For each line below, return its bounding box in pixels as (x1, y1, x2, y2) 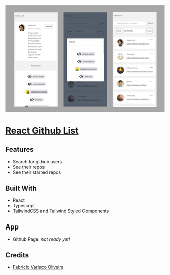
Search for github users (12, 158, 62, 164)
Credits (5, 251, 29, 259)
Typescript (12, 203, 35, 209)
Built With (5, 184, 37, 193)
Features (5, 145, 34, 154)
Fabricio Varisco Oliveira (12, 264, 64, 270)
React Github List (5, 125, 79, 136)
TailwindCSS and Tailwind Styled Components (12, 208, 109, 214)
